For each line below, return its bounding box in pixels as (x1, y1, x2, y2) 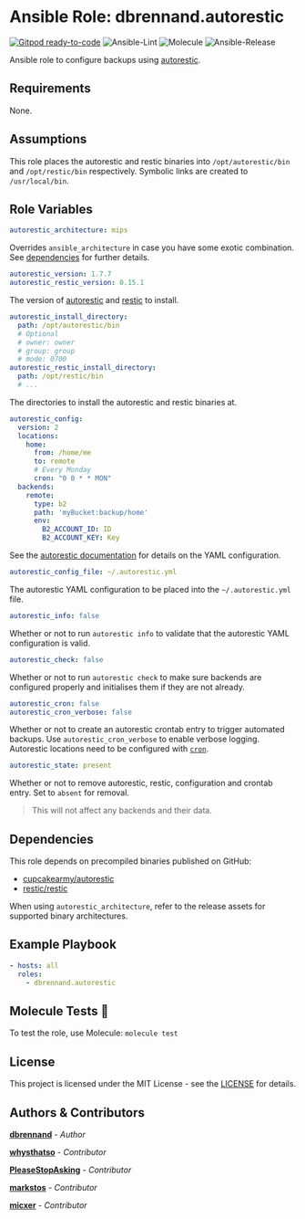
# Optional (17, 329, 59, 339)
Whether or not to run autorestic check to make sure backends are (9, 671, 262, 682)
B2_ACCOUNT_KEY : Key (42, 533, 120, 542)
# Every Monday (33, 466, 92, 475)
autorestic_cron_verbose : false (9, 708, 132, 717)
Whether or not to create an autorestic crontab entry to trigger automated (9, 724, 285, 735)
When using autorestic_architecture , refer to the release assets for (9, 901, 266, 912)
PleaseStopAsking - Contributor (9, 1164, 132, 1175)
